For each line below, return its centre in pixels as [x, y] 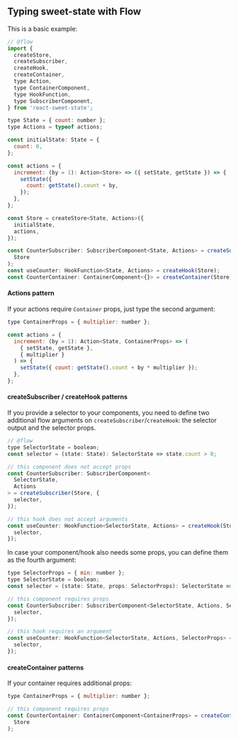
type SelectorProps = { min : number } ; [66, 573]
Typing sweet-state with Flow [74, 12]
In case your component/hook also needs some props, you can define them [118, 552]
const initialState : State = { [53, 140]
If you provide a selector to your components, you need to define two [109, 413]
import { [20, 48]
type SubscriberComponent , [53, 101]
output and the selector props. [52, 428]
